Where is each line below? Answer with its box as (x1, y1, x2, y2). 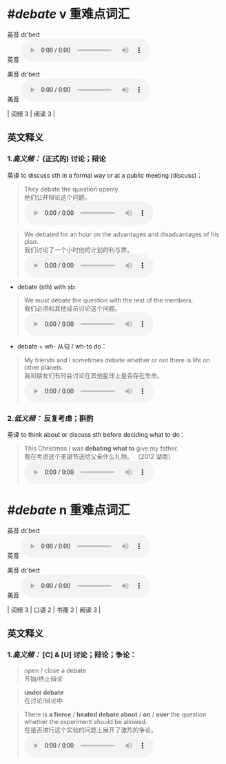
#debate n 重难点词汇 (7, 502, 130, 518)
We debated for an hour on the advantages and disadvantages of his (23, 230, 220, 238)
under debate (23, 688, 64, 696)
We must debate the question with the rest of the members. (23, 296, 194, 304)
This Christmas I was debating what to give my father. (23, 444, 179, 452)
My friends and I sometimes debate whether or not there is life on (23, 355, 210, 364)
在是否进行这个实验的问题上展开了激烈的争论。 (23, 725, 157, 734)
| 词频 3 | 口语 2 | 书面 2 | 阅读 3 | (7, 606, 101, 614)
